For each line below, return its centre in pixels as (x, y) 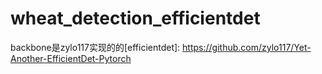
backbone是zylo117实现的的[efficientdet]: (95, 47)
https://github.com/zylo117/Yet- (247, 47)
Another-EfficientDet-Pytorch (71, 58)
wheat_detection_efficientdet (135, 18)
